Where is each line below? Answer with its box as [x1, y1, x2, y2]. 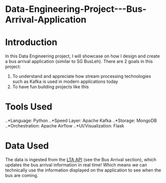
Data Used [5, 140, 49, 152]
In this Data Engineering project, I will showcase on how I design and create [5, 53, 160, 59]
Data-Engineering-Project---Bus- [5, 3, 147, 15]
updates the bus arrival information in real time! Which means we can [5, 162, 148, 168]
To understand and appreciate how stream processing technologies [12, 73, 152, 79]
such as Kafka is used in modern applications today [12, 78, 118, 85]
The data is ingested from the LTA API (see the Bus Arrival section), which [5, 157, 157, 162]
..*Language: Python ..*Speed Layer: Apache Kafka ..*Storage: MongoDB [5, 118, 157, 123]
